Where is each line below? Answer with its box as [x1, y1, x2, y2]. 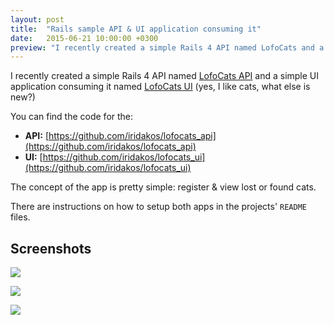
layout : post [10, 14, 65, 25]
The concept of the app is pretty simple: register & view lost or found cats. [10, 181, 317, 193]
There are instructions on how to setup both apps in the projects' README [10, 201, 307, 213]
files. [10, 211, 31, 223]
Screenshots [10, 240, 92, 257]
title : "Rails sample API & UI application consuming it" [10, 24, 262, 34]
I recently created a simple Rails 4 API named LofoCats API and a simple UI [10, 70, 320, 82]
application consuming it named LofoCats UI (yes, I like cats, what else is [10, 81, 311, 93]
